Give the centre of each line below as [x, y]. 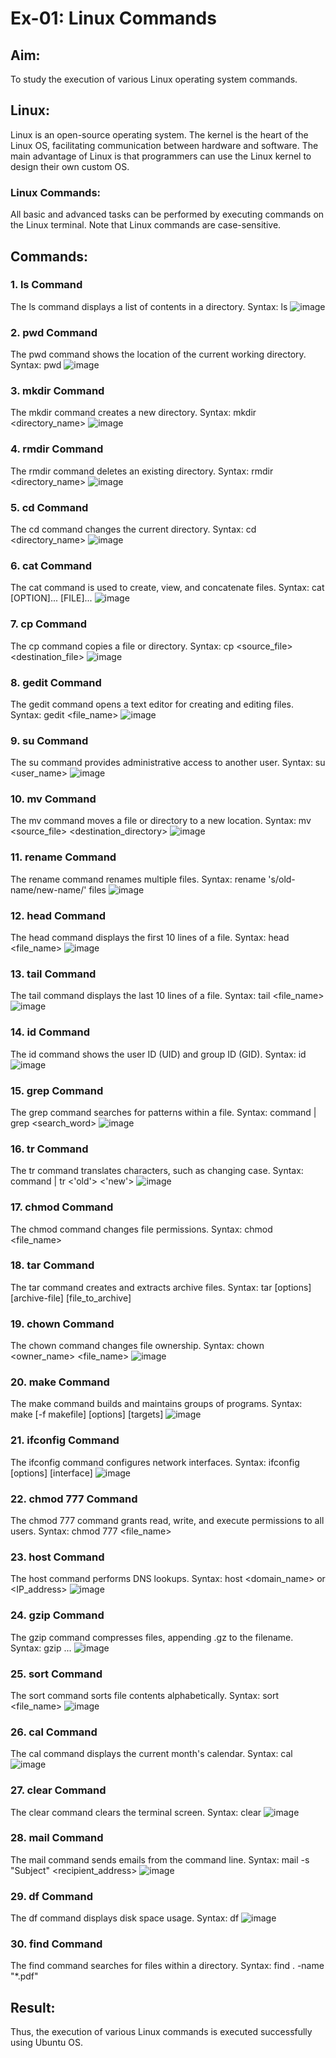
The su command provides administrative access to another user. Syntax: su [168, 763]
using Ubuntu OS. [46, 2043]
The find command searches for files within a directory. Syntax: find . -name [167, 1966]
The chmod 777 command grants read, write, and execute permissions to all [167, 1521]
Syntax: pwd [36, 365]
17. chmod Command [62, 1207]
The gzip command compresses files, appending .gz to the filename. [152, 1637]
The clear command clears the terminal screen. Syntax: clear [136, 1812]
